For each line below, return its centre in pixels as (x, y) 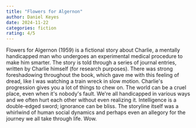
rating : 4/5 (21, 33)
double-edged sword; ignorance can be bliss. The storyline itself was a (92, 106)
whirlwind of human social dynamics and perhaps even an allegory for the (96, 113)
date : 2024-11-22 (27, 22)
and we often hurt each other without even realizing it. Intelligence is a (91, 100)
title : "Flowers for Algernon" (44, 11)
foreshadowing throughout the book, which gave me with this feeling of (93, 75)
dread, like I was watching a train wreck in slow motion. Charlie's (84, 81)
